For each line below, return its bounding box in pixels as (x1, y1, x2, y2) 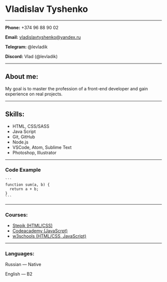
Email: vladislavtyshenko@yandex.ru (5, 34, 81, 40)
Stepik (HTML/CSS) (12, 222, 53, 229)
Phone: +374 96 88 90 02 (5, 24, 59, 30)
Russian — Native (5, 262, 41, 268)
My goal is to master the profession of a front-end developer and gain (5, 85, 148, 91)
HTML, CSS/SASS (12, 123, 50, 129)
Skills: (5, 110, 25, 119)
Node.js (12, 139, 29, 145)
